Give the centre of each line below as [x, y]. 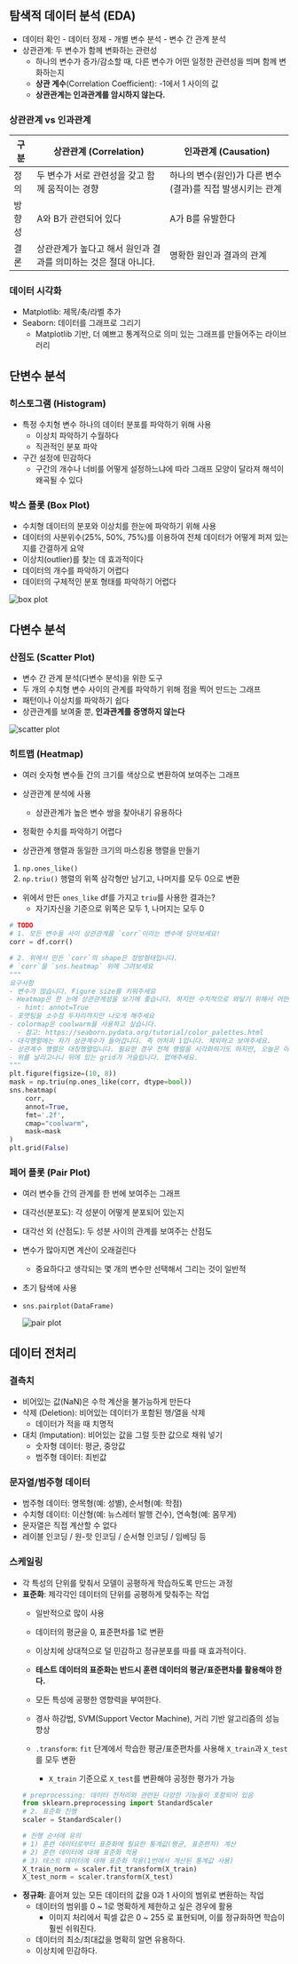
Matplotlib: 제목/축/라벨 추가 [71, 312]
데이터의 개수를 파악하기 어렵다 [75, 570]
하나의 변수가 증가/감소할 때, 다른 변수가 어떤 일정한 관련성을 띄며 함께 [156, 61]
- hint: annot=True [53, 1008]
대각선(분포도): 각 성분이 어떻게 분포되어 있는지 [103, 1213]
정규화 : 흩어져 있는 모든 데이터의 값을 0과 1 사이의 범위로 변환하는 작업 [143, 1896]
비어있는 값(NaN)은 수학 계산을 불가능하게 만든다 [106, 1401]
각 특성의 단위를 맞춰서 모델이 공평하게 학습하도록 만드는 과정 [127, 1583]
